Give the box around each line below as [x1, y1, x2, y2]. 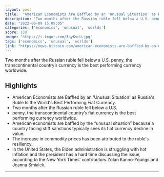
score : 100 [5, 30, 27, 35]
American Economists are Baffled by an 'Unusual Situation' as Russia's [12, 94, 155, 100]
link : [5, 44, 16, 48]
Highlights [5, 82, 38, 90]
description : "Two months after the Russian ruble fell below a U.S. [5, 16, 150, 21]
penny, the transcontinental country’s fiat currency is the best [12, 110, 136, 116]
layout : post [5, 7, 32, 12]
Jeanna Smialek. [12, 162, 46, 168]
